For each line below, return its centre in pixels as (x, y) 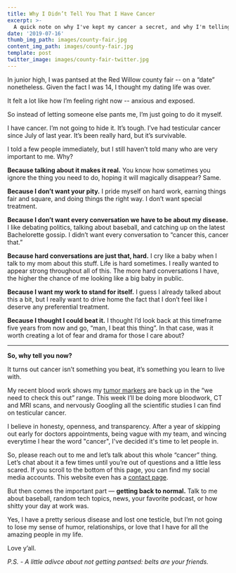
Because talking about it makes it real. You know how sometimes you (109, 170)
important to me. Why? (40, 156)
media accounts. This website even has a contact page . (88, 477)
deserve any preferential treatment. (59, 307)
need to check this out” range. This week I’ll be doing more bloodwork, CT (115, 397)
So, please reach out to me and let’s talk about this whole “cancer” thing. (112, 455)
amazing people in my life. (45, 534)
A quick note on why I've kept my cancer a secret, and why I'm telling (122, 27)
